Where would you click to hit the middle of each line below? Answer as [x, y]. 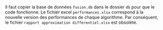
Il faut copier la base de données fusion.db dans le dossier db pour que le [80, 7]
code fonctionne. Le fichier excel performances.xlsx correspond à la [74, 12]
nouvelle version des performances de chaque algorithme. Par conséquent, [82, 17]
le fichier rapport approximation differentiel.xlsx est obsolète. [71, 22]
